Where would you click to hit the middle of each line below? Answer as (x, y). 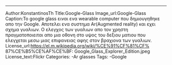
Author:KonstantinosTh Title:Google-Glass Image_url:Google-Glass (76, 13)
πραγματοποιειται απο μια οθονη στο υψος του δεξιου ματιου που (76, 35)
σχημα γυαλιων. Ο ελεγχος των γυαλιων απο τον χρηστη (67, 29)
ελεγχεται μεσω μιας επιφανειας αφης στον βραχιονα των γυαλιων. (79, 40)
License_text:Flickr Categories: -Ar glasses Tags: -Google (66, 57)
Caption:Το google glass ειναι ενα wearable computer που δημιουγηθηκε (83, 19)
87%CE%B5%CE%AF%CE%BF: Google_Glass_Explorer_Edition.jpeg (78, 51)
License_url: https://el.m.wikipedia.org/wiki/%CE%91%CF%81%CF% (77, 46)
